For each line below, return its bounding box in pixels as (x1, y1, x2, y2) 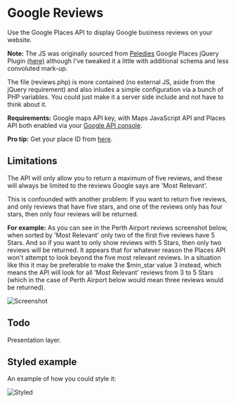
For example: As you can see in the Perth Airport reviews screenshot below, (7, 223, 228, 232)
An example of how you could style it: (7, 374, 117, 383)
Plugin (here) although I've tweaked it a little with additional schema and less (7, 56, 229, 65)
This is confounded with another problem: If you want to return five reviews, (7, 194, 228, 203)
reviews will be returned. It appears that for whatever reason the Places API (7, 246, 226, 254)
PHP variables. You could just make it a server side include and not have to (7, 93, 224, 101)
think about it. (7, 100, 47, 108)
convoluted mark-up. (7, 64, 68, 72)
